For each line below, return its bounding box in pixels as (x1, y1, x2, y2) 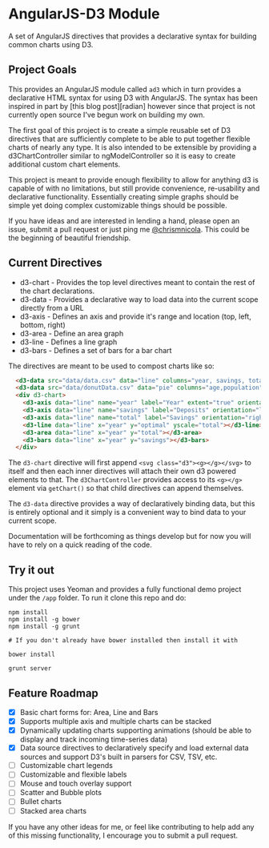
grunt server (8, 665, 52, 673)
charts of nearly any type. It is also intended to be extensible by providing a (8, 142, 257, 152)
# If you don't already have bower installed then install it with (8, 637, 239, 645)
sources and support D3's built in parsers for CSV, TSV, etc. (19, 752, 218, 762)
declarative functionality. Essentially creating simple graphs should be (8, 191, 239, 201)
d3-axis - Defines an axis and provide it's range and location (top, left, (19, 311, 252, 321)
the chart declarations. (19, 286, 95, 295)
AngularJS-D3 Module (8, 5, 160, 23)
